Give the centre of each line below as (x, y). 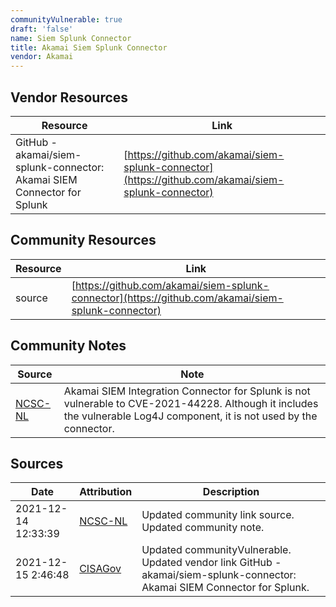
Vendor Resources (69, 97)
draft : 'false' (42, 29)
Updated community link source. (218, 515)
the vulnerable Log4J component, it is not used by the (190, 416)
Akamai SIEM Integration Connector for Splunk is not (187, 391)
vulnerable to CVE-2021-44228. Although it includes (191, 403)
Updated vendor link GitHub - (211, 563)
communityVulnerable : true (66, 19)
